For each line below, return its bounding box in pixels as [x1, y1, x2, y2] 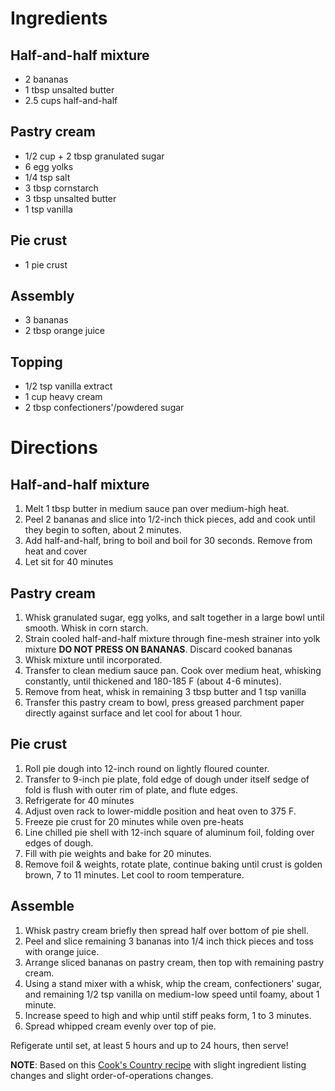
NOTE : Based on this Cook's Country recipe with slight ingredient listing [10, 1058, 307, 1071]
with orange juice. [24, 945, 100, 957]
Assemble [10, 898, 75, 915]
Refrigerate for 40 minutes [24, 794, 135, 806]
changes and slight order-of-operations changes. [10, 1069, 214, 1081]
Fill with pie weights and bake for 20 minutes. [24, 847, 212, 859]
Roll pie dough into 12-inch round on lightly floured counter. [24, 762, 270, 774]
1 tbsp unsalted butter [24, 84, 115, 96]
